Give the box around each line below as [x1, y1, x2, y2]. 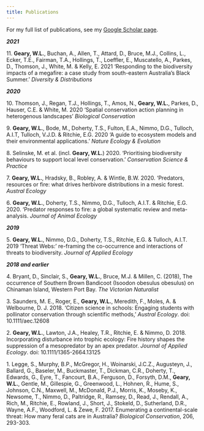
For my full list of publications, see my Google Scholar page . [6, 26, 159, 33]
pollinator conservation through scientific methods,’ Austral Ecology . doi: [6, 310, 191, 318]
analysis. [6, 212, 29, 219]
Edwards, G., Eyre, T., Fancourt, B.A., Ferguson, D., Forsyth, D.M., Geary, [6, 373, 191, 381]
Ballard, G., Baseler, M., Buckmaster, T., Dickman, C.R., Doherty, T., [6, 367, 176, 374]
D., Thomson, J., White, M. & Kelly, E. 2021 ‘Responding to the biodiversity [6, 63, 193, 70]
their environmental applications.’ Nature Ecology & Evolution [6, 137, 161, 145]
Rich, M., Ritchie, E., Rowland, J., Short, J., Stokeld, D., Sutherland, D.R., [6, 399, 187, 406]
